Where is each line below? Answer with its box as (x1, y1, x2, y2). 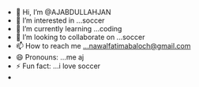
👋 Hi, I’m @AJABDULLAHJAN (15, 8, 112, 16)
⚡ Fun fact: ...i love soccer (15, 61, 101, 71)
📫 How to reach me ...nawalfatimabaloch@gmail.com (15, 42, 191, 50)
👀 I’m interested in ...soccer (15, 16, 105, 25)
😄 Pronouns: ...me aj (15, 53, 84, 62)
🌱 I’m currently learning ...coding (15, 24, 122, 33)
